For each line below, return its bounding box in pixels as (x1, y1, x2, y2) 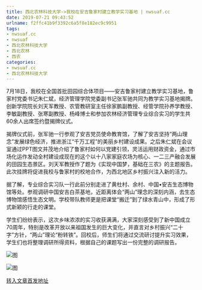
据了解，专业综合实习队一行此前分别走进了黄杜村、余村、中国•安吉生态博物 (6, 181, 194, 188)
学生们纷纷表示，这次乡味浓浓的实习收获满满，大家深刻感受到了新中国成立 (6, 216, 191, 223)
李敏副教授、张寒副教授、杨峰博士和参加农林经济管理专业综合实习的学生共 (6, 110, 191, 117)
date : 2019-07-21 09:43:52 (6, 14, 74, 20)
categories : (6, 59, 36, 65)
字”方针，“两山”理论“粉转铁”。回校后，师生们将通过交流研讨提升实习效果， (6, 231, 192, 238)
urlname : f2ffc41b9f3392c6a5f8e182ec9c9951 (6, 20, 117, 26)
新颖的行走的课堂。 (11, 203, 59, 211)
